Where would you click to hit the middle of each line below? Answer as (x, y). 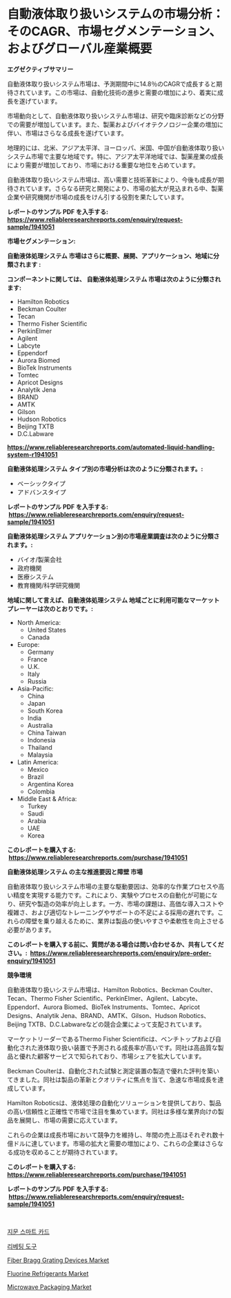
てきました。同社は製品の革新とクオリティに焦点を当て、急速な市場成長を (113, 1080)
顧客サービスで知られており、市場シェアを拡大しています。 (121, 1056)
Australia (40, 725)
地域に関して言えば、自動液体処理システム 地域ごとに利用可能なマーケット (113, 600)
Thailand (40, 747)
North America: (39, 622)
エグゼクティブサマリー (40, 69)
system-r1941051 (32, 454)
